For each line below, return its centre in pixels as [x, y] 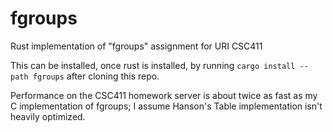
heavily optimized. [48, 116]
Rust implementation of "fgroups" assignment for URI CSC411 [136, 46]
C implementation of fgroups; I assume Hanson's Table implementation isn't [166, 106]
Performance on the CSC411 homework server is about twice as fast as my [164, 95]
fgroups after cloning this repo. [96, 76]
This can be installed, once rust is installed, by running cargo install [153, 65]
